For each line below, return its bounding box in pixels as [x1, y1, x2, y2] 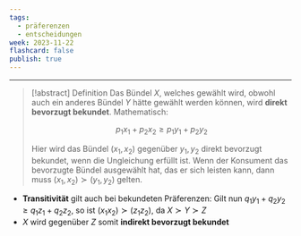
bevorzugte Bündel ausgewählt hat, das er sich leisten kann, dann [30, 164, 275, 175]
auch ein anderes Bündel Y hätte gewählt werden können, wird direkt [30, 97, 288, 107]
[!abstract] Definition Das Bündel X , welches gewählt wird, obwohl [30, 88, 276, 98]
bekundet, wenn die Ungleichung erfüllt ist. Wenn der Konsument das [30, 155, 288, 165]
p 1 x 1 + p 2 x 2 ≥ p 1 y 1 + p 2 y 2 [115, 124, 208, 137]
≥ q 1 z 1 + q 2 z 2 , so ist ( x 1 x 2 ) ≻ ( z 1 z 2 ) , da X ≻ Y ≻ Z [21, 205, 207, 217]
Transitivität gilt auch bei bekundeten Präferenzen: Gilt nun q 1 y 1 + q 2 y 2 [21, 193, 286, 206]
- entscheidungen [17, 29, 82, 38]
